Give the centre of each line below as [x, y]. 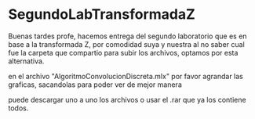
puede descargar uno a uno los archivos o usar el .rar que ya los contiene [127, 99]
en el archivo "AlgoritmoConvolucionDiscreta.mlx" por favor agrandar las [126, 76]
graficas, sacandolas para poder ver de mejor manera [95, 85]
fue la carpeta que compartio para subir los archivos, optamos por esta [123, 52]
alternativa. [26, 61]
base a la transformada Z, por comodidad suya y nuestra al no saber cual [126, 44]
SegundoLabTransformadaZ [102, 14]
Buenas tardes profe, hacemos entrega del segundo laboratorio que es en [127, 36]
